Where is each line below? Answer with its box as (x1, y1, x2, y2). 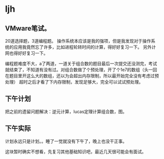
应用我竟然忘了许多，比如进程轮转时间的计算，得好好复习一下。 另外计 (13, 44, 156, 50)
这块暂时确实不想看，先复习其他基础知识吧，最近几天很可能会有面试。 (5, 148, 146, 155)
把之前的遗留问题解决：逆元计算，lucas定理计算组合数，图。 (5, 109, 127, 114)
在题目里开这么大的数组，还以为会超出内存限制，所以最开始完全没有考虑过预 (5, 73, 159, 79)
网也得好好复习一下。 (5, 50, 48, 56)
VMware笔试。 (5, 24, 51, 32)
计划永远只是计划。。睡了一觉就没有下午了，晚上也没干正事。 (5, 138, 127, 144)
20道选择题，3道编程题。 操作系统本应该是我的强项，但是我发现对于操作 (5, 38, 151, 44)
